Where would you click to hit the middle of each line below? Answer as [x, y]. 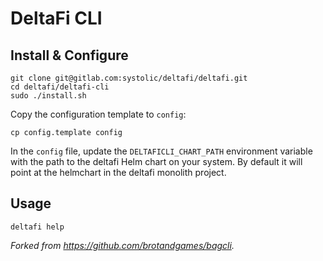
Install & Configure [69, 55]
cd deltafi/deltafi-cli [60, 87]
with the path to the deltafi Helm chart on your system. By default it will [156, 161]
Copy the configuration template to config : [98, 114]
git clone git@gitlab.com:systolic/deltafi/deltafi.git [129, 78]
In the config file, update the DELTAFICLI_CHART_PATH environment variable [161, 151]
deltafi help [37, 227]
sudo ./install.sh [48, 96]
